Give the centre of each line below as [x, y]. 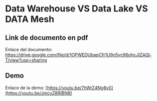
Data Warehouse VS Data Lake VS [77, 9]
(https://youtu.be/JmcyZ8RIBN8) [39, 93]
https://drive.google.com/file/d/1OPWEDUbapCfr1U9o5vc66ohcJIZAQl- [78, 55]
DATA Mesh [30, 19]
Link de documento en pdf [47, 38]
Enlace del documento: [29, 50]
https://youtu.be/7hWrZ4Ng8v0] [80, 88]
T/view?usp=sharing [26, 60]
